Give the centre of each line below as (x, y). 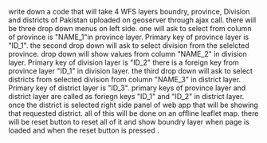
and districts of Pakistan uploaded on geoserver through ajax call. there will (132, 20)
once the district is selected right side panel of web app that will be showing (133, 105)
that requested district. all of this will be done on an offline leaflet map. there (133, 113)
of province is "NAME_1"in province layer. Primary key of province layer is (129, 37)
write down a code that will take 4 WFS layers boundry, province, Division (129, 12)
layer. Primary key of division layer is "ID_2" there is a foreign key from (124, 62)
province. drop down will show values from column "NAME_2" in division (128, 54)
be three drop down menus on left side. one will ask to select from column (130, 28)
